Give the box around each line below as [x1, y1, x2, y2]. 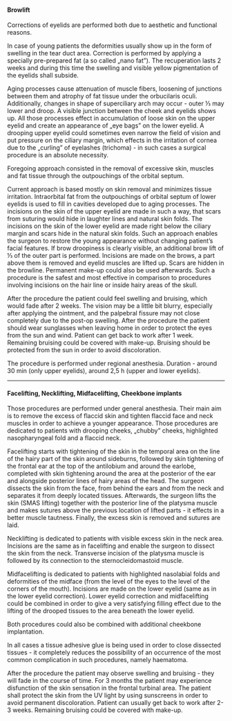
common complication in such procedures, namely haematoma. [7, 656, 188, 664]
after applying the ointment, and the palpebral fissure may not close [7, 309, 200, 318]
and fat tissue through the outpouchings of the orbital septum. [7, 172, 184, 180]
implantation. [7, 627, 44, 636]
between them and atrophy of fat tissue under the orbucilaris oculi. [7, 92, 197, 101]
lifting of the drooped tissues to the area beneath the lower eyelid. [7, 607, 195, 615]
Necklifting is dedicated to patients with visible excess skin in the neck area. [7, 535, 224, 543]
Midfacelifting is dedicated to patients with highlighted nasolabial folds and [7, 570, 220, 578]
